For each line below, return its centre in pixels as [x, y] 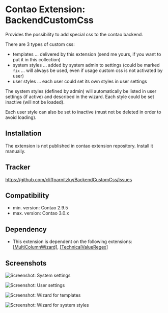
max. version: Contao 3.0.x [41, 213]
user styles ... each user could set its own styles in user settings [80, 81]
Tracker [18, 167]
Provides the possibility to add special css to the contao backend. [74, 34]
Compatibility [27, 195]
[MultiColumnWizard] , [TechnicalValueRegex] [60, 247]
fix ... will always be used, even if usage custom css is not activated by [88, 70]
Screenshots [26, 263]
